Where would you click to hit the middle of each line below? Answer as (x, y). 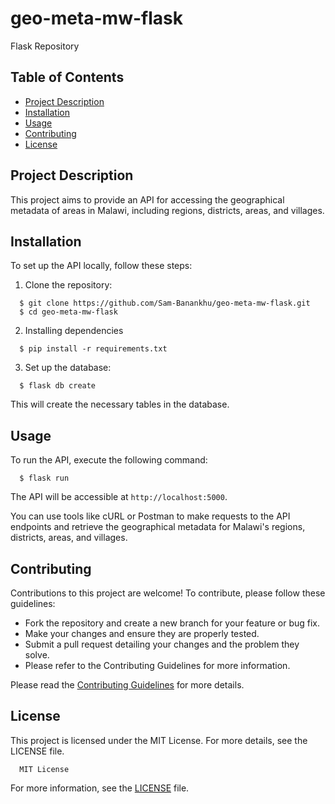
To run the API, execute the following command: (109, 460)
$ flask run (44, 478)
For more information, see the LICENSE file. (100, 788)
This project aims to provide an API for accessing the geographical (147, 199)
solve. (37, 655)
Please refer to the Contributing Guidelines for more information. (157, 665)
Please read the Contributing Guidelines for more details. (127, 685)
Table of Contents (67, 77)
